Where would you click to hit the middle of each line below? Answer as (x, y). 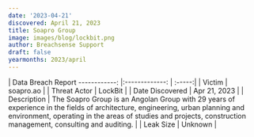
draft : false (30, 52)
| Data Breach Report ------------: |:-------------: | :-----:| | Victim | (118, 82)
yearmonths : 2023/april (47, 60)
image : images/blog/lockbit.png (61, 38)
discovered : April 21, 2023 (55, 23)
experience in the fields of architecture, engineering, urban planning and (127, 107)
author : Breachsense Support (56, 45)
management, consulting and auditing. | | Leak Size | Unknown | (113, 124)
